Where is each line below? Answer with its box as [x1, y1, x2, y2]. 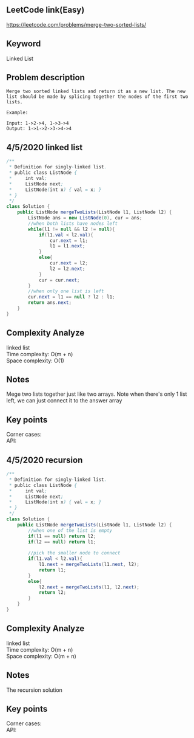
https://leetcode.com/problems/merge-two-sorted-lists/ [6, 21, 147, 28]
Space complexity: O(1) [6, 357, 65, 364]
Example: [6, 109, 28, 116]
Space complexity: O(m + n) [6, 652, 77, 660]
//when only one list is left [28, 288, 104, 294]
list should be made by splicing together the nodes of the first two [6, 94, 189, 100]
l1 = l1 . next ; [49, 243, 85, 249]
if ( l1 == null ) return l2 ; [28, 533, 96, 539]
